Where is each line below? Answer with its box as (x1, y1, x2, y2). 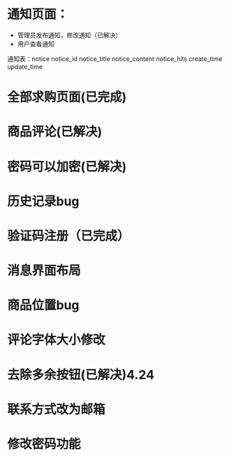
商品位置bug (7, 297, 80, 313)
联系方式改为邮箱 (7, 401, 106, 417)
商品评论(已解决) (7, 124, 103, 140)
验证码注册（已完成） (7, 228, 131, 244)
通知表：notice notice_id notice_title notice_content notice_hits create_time (7, 54, 223, 63)
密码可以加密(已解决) (7, 158, 127, 175)
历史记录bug (7, 193, 80, 209)
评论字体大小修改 (7, 332, 106, 348)
